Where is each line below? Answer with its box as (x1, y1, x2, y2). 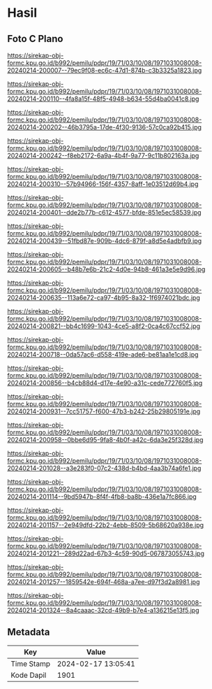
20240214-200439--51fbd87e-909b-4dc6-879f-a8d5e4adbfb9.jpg (7, 236, 202, 245)
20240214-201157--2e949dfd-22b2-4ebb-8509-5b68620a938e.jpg (7, 521, 204, 529)
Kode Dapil (10, 670, 47, 680)
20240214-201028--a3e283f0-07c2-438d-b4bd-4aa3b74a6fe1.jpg (7, 464, 202, 472)
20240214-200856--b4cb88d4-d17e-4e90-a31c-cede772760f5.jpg (7, 379, 203, 387)
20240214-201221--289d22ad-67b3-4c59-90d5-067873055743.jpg (7, 549, 204, 557)
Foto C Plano (7, 33, 63, 45)
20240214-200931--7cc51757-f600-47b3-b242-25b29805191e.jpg (7, 407, 201, 415)
